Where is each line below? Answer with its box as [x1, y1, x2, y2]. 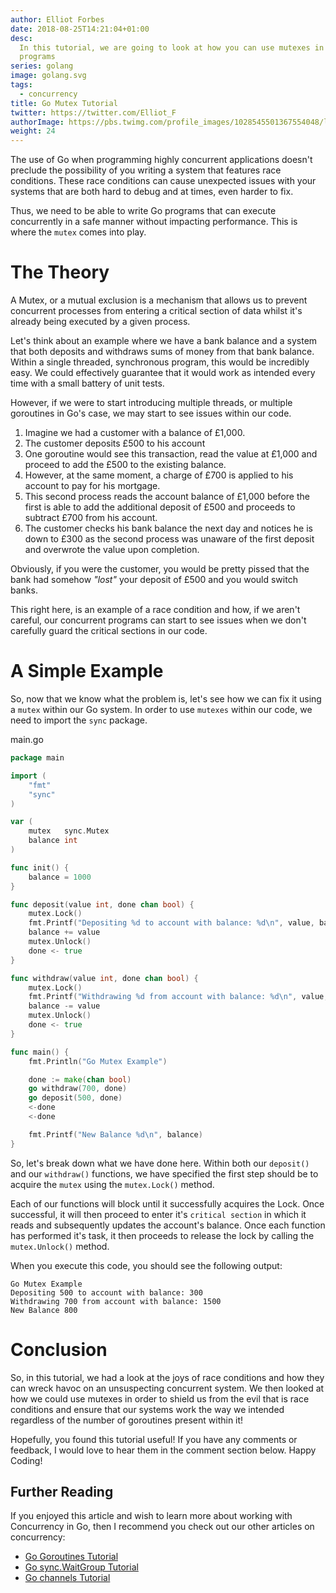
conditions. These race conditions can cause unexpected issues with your [10, 175, 317, 187]
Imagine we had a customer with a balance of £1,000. [24, 427, 246, 439]
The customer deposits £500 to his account [24, 437, 206, 450]
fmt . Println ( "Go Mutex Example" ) [28, 1056, 168, 1066]
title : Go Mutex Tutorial [10, 98, 118, 108]
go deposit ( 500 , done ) [28, 1093, 123, 1103]
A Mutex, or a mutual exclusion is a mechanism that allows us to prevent [10, 294, 308, 306]
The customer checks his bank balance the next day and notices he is [24, 522, 313, 535]
